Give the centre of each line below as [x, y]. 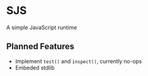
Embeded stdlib [35, 67]
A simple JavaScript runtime [42, 27]
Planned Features [41, 47]
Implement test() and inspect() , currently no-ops [78, 61]
